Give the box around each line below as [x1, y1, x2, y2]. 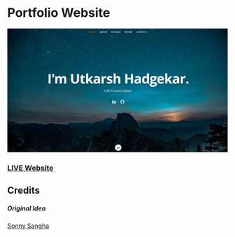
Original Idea [7, 204, 46, 213]
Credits [7, 185, 41, 196]
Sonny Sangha [7, 222, 50, 230]
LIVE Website [7, 163, 54, 173]
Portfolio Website [7, 5, 111, 21]
